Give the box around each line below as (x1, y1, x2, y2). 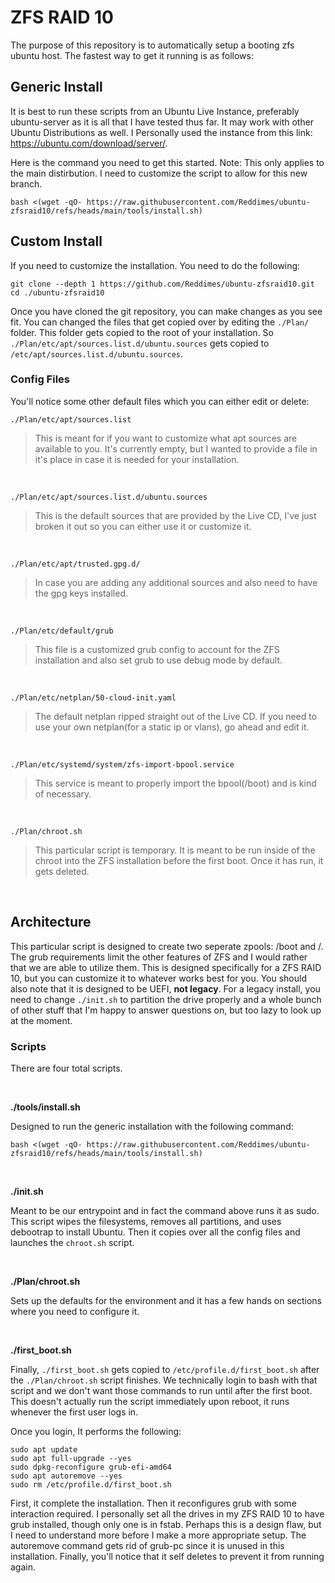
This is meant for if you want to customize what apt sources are (34, 432, 298, 444)
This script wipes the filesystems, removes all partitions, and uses (10, 1215, 282, 1227)
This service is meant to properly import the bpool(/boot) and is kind (34, 777, 317, 789)
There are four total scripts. (10, 1062, 123, 1074)
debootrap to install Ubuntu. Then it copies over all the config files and (10, 1226, 301, 1238)
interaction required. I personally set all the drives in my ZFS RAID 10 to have (10, 1507, 325, 1520)
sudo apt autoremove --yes (10, 1471, 123, 1481)
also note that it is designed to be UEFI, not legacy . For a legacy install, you (10, 982, 321, 995)
